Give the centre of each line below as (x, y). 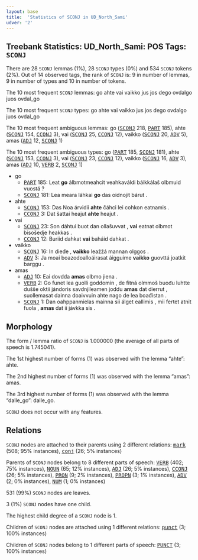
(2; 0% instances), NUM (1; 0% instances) (56, 481)
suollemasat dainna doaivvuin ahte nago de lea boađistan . (95, 296)
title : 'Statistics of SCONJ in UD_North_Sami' (67, 17)
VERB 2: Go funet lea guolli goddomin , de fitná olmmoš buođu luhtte (107, 283)
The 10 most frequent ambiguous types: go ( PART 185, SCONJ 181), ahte (93, 152)
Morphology (29, 327)
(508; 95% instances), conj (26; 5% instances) (64, 451)
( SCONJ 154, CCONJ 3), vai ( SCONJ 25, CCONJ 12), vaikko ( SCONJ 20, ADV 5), (97, 134)
